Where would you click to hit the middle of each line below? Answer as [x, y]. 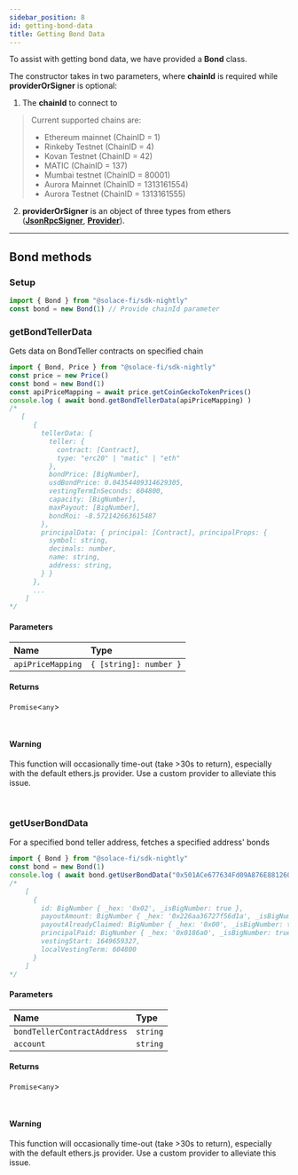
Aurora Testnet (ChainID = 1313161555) [115, 194]
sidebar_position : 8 [47, 17]
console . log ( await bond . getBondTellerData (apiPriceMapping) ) [130, 401]
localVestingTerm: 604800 [89, 949]
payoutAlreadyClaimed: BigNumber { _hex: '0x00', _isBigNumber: [162, 925]
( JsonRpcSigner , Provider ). [74, 221]
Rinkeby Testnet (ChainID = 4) [99, 147]
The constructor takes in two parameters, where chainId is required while [144, 76]
